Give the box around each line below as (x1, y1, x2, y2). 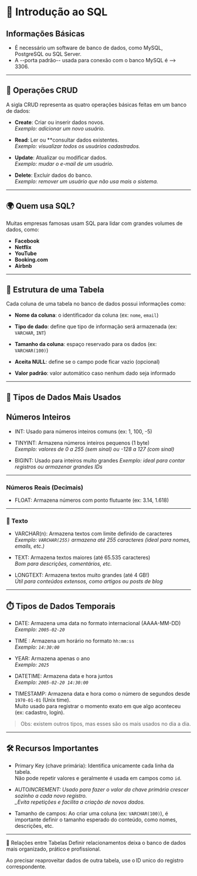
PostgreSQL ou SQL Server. (14, 51, 82, 58)
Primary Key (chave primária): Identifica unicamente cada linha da (14, 762, 174, 769)
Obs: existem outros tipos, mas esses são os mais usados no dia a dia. (20, 720, 191, 727)
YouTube (14, 250, 37, 257)
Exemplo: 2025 (14, 661, 49, 669)
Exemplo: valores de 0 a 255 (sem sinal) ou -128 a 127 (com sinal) (14, 445, 175, 452)
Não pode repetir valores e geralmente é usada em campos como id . (14, 774, 182, 781)
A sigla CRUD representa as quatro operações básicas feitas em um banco (6, 101, 186, 108)
